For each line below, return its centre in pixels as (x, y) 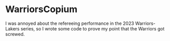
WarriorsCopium (41, 9)
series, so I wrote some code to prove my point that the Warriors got (92, 28)
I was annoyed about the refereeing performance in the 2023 (70, 23)
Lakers (12, 28)
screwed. (15, 34)
